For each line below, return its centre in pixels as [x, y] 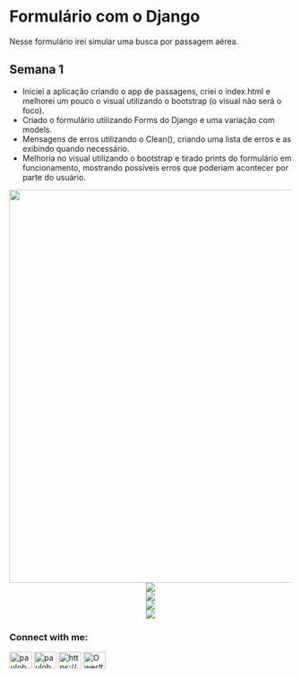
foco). [33, 110]
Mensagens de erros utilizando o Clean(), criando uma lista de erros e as [157, 139]
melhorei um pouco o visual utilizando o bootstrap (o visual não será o [152, 101]
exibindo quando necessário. [76, 148]
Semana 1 [37, 70]
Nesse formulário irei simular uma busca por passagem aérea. [124, 41]
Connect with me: [49, 637]
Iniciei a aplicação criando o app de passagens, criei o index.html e [146, 91]
